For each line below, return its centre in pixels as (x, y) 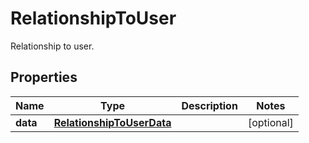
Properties (44, 77)
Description (209, 105)
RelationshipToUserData (112, 122)
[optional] (270, 122)
